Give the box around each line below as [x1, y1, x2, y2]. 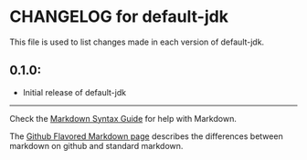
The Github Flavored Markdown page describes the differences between [9, 130, 283, 142]
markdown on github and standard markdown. [9, 140, 184, 151]
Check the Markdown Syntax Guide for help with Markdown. [9, 113, 238, 124]
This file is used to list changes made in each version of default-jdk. [9, 36, 265, 47]
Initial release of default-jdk [22, 86, 126, 97]
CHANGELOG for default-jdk [9, 6, 228, 27]
